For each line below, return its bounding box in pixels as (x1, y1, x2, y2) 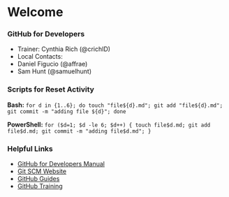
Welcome (7, 4, 64, 20)
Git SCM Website (17, 167, 67, 175)
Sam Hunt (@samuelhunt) (17, 67, 92, 75)
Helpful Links (7, 144, 54, 154)
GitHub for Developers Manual (17, 160, 105, 168)
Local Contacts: (17, 52, 63, 61)
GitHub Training (17, 182, 63, 191)
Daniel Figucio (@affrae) (17, 60, 88, 68)
